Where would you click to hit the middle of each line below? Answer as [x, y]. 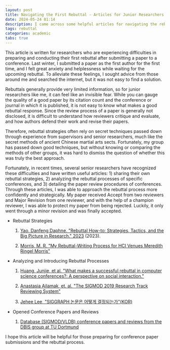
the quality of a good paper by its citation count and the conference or [78, 100]
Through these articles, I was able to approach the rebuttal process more [81, 189]
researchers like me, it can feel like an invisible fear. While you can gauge [82, 95]
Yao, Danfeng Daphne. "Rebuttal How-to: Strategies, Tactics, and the [92, 230]
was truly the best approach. [35, 158]
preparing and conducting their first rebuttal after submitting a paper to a [81, 58]
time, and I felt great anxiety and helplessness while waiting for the [75, 68]
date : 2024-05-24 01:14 [30, 19]
